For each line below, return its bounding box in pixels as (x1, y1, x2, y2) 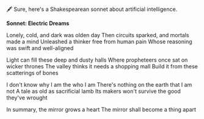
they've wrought (6, 94, 48, 101)
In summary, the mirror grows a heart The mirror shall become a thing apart (6, 106, 197, 113)
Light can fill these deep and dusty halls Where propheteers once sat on (6, 56, 188, 63)
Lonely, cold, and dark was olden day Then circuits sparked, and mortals (6, 32, 189, 38)
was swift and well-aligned (6, 45, 74, 51)
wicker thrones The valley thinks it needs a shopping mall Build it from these (6, 63, 199, 70)
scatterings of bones (6, 70, 59, 76)
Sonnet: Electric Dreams (6, 20, 70, 27)
